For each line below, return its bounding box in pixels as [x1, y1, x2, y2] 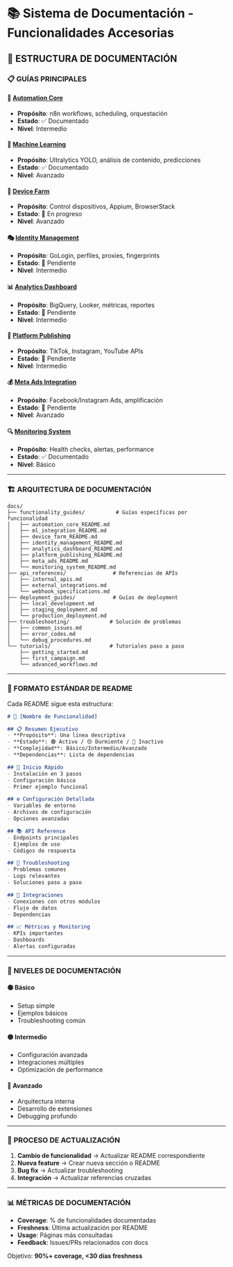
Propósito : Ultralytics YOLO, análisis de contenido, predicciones [17, 156, 201, 164]
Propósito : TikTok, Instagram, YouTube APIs [17, 347, 144, 355]
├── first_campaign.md [19, 655, 85, 662]
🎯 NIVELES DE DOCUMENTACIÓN [7, 965, 121, 975]
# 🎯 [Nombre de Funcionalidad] [7, 713, 98, 720]
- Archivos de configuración [7, 809, 92, 816]
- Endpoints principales [7, 834, 79, 841]
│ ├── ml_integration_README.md [7, 528, 107, 534]
